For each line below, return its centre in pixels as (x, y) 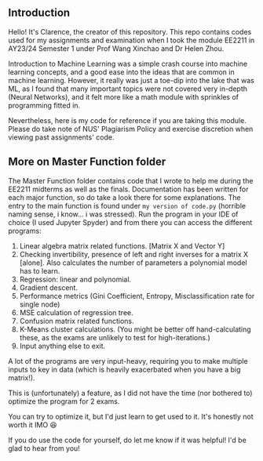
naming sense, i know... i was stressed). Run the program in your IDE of (123, 214)
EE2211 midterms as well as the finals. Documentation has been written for (128, 189)
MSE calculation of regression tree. (76, 312)
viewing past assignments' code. (62, 137)
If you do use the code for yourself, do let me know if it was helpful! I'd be (128, 440)
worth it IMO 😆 (33, 425)
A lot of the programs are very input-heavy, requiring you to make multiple (128, 361)
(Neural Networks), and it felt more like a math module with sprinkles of (124, 96)
